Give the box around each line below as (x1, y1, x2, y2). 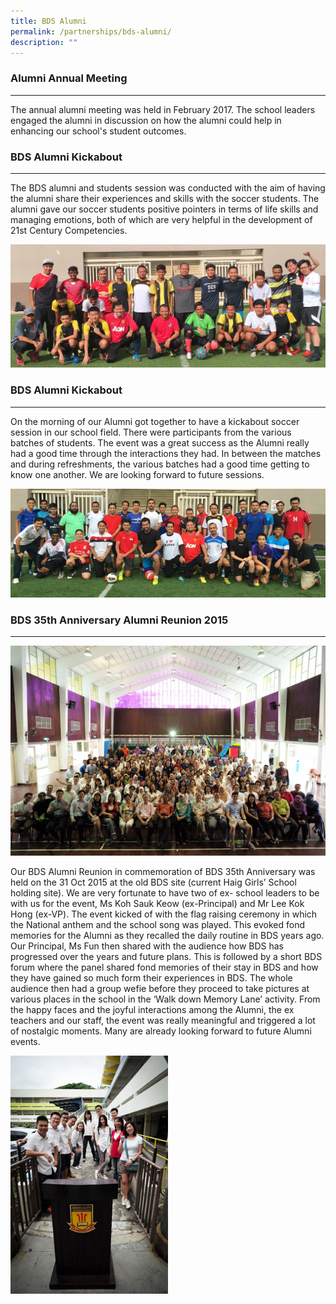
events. (10, 1036, 41, 1048)
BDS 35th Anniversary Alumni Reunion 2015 (10, 613, 229, 627)
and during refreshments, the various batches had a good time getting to (10, 458, 310, 470)
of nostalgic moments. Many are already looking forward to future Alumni (10, 1025, 312, 1037)
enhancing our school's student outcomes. (10, 125, 187, 137)
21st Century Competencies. (10, 224, 128, 236)
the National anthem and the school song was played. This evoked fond (10, 919, 306, 931)
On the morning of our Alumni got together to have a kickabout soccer (10, 415, 300, 427)
